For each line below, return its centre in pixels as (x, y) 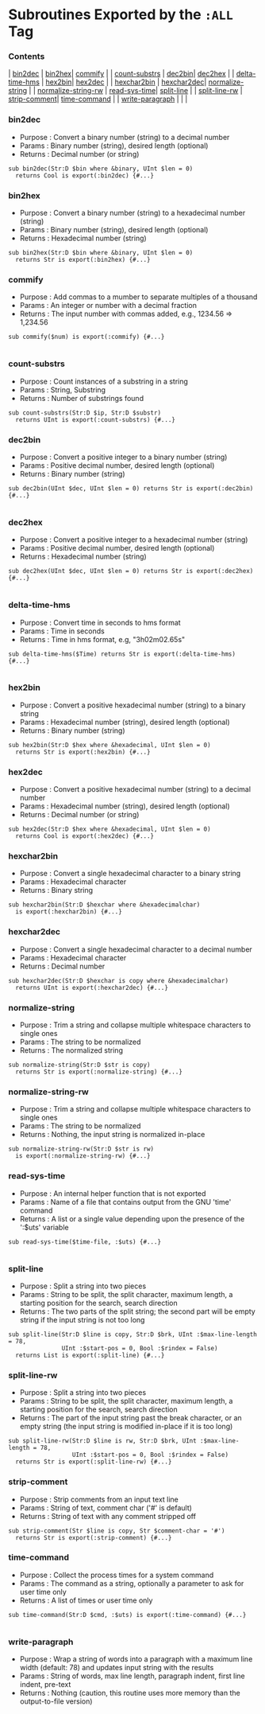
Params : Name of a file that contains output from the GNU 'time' (125, 1202)
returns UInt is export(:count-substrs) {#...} (96, 419)
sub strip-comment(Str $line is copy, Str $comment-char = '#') (117, 1531)
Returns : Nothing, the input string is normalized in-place (112, 1135)
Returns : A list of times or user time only (86, 1600)
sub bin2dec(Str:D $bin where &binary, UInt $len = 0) (101, 169)
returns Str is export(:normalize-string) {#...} (99, 1072)
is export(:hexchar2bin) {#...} (69, 912)
